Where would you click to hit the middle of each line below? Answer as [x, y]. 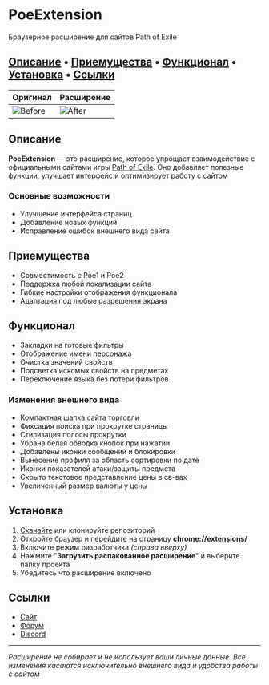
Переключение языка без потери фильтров [94, 379]
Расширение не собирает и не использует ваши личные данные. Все [127, 657]
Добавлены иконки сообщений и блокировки [98, 451]
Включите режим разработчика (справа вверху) [103, 547]
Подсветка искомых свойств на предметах [94, 371]
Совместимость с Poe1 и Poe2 [72, 275]
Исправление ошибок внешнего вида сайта [94, 231]
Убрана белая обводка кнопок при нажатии [95, 443]
